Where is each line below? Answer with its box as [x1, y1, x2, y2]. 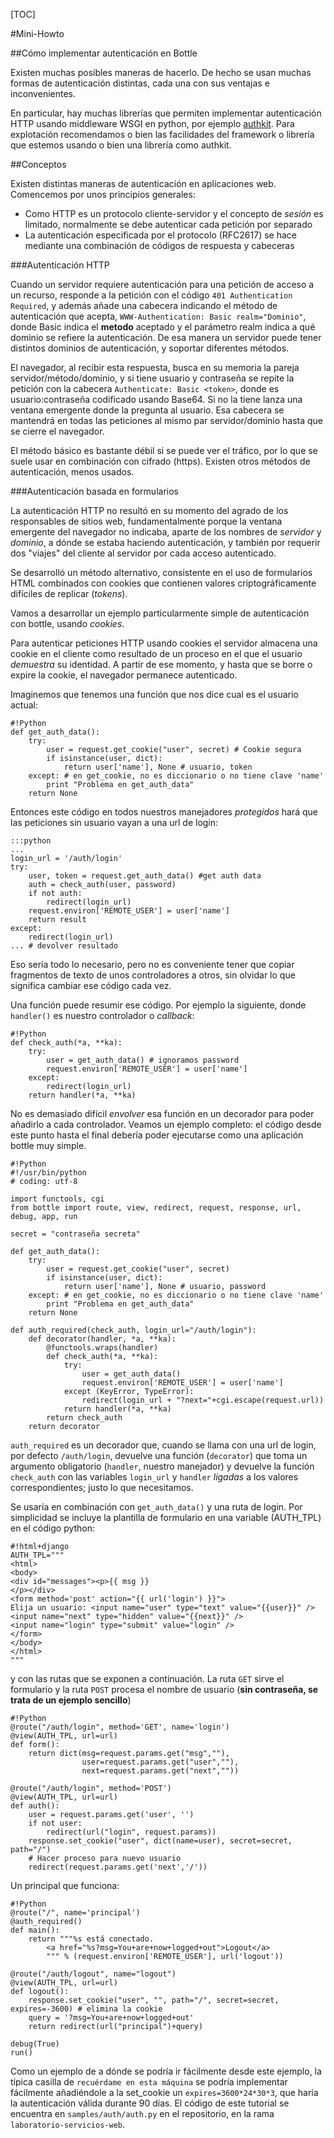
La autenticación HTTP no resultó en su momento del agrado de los [10, 505, 289, 516]
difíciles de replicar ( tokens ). [10, 588, 128, 599]
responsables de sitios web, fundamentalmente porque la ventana [10, 515, 283, 527]
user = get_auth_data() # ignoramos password [46, 1055, 240, 1065]
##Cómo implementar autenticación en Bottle [10, 47, 198, 59]
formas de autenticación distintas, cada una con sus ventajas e [10, 77, 270, 89]
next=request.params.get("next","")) [81, 1766, 240, 1776]
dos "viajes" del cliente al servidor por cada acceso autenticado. [10, 547, 277, 559]
